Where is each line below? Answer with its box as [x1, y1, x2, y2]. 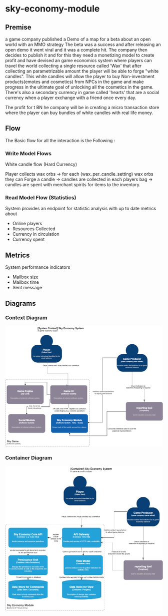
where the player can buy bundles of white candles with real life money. [5, 110, 153, 116]
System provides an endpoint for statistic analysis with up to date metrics [5, 206, 156, 212]
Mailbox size [12, 274, 38, 280]
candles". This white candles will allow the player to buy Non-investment [5, 74, 155, 79]
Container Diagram [5, 454, 52, 461]
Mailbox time [12, 279, 39, 285]
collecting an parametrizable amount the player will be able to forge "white [5, 68, 159, 74]
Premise [5, 23, 31, 32]
